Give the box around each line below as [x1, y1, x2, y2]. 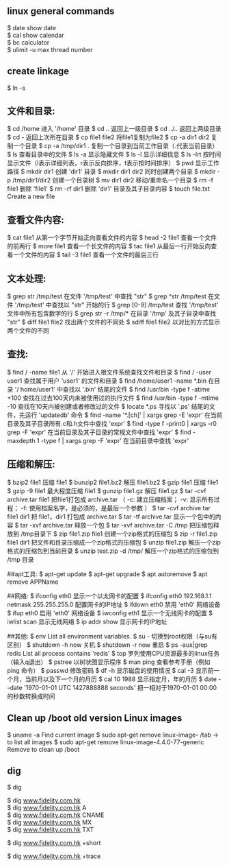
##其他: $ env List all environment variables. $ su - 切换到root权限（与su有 [7, 632, 217, 640]
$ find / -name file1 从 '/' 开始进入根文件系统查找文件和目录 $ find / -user [7, 368, 212, 376]
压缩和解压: [7, 459, 56, 471]
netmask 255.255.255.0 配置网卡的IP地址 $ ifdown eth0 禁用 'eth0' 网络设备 [7, 600, 221, 608]
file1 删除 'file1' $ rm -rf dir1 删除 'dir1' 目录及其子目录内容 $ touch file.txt [7, 185, 211, 193]
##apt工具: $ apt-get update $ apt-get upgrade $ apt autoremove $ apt [7, 569, 208, 578]
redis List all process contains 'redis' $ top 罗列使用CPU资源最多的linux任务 [7, 649, 220, 657]
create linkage [7, 65, 70, 78]
